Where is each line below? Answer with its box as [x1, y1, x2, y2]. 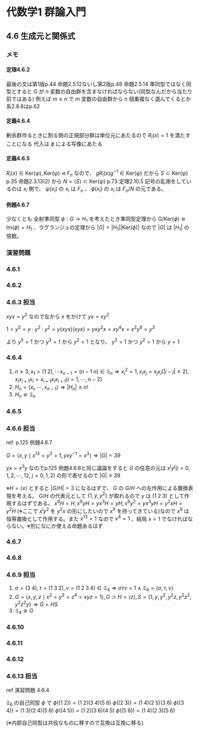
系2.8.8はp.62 [6, 102, 40, 110]
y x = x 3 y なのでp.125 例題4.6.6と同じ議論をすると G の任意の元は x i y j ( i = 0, [6, 463, 190, 471]
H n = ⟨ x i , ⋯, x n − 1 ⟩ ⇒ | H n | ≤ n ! [14, 383, 89, 392]
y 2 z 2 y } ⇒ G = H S [14, 600, 58, 608]
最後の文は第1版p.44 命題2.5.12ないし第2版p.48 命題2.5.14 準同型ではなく [6, 80, 187, 87]
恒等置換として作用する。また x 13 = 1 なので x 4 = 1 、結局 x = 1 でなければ [6, 514, 188, 522]
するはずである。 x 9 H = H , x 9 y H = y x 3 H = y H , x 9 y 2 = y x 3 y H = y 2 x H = [11, 498, 183, 507]
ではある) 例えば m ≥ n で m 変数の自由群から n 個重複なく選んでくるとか [11, 95, 191, 102]
